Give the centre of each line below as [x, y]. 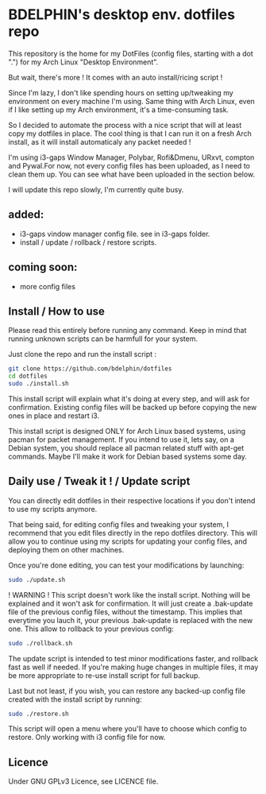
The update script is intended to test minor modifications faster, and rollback [133, 658]
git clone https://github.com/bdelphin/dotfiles [90, 369]
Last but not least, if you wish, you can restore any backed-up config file [127, 691]
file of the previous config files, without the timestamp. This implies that [125, 612]
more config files [47, 286]
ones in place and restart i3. [54, 416]
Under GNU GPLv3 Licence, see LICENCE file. [83, 781]
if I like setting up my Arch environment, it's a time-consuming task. [118, 110]
